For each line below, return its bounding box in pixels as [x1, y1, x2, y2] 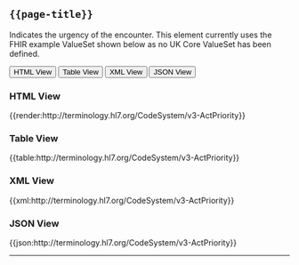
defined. [9, 48, 40, 59]
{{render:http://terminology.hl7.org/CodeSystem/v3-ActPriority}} [9, 110, 246, 121]
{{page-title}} [9, 8, 93, 21]
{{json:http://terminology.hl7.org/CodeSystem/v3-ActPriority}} [9, 237, 238, 248]
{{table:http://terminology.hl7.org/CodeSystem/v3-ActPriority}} [9, 152, 240, 164]
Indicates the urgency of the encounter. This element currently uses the [9, 29, 272, 40]
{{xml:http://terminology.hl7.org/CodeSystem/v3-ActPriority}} [9, 195, 235, 205]
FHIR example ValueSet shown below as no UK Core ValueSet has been [9, 38, 271, 49]
